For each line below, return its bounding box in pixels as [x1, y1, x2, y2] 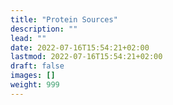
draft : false [10, 61, 65, 71]
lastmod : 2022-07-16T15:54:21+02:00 [10, 52, 163, 62]
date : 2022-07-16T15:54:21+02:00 [10, 42, 150, 53]
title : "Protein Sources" [10, 14, 118, 25]
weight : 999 [10, 80, 60, 90]
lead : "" [10, 33, 47, 43]
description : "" [10, 24, 78, 34]
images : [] [10, 71, 56, 81]
